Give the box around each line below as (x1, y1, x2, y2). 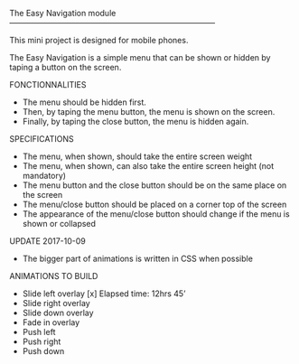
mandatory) (22, 171, 66, 181)
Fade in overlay (22, 317, 80, 328)
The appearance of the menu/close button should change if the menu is (22, 209, 291, 219)
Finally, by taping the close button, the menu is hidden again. (22, 117, 249, 126)
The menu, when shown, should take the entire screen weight (22, 151, 253, 162)
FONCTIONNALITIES (9, 79, 87, 89)
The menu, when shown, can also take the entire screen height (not (22, 161, 274, 171)
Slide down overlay (22, 307, 94, 318)
